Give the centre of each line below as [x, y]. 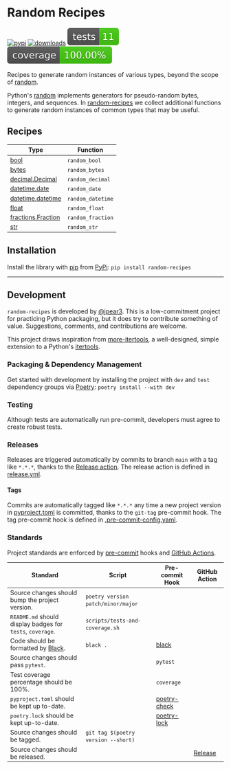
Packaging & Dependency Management [75, 364]
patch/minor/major [112, 604]
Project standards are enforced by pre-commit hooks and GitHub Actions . [112, 553]
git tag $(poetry [110, 733]
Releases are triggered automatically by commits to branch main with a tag [112, 460]
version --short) [110, 740]
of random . [23, 82]
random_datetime [90, 199]
